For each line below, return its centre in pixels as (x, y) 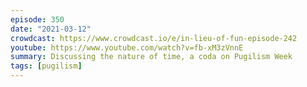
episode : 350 (37, 19)
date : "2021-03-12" (51, 29)
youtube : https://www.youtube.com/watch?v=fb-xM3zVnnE (127, 47)
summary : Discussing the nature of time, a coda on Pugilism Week (151, 57)
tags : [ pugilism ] (46, 66)
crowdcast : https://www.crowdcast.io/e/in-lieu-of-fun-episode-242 (154, 38)
